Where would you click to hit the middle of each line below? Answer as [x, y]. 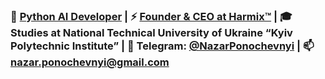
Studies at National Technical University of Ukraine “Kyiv [151, 32]
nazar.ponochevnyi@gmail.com [90, 62]
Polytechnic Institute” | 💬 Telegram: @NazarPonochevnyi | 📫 [162, 46]
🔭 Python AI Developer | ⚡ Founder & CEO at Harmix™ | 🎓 [151, 16]
